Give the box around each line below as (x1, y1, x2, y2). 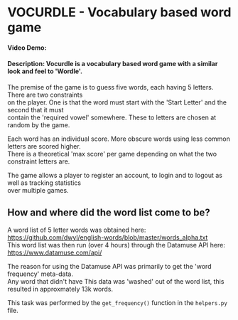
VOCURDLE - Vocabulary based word (7, 4, 232, 21)
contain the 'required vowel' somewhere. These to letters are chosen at (7, 113, 217, 122)
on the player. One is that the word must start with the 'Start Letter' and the (7, 97, 227, 107)
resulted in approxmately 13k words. (7, 284, 114, 293)
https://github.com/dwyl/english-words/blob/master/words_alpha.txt (7, 233, 208, 242)
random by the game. (7, 120, 70, 129)
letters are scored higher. (7, 142, 81, 150)
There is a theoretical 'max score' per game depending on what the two (7, 149, 217, 158)
